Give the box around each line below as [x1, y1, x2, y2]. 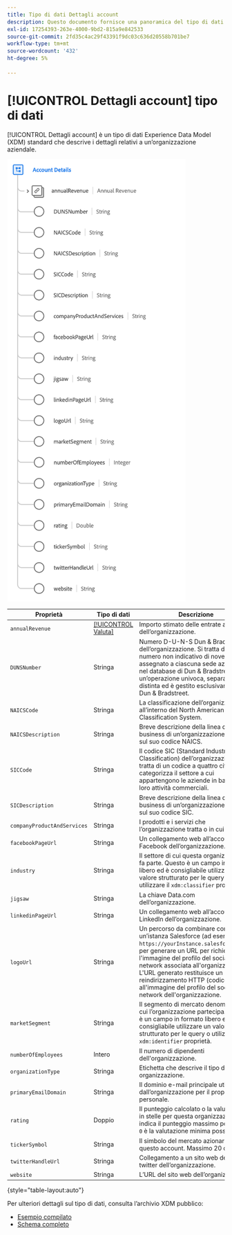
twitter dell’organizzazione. [139, 1160, 216, 1169]
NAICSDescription [10, 732, 60, 739]
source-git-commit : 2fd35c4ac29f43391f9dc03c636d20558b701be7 [7, 33, 190, 40]
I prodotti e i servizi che [139, 817, 206, 826]
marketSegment [10, 1020, 51, 1027]
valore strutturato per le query [139, 873, 224, 882]
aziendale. [7, 145, 37, 154]
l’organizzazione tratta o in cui [139, 825, 224, 833]
